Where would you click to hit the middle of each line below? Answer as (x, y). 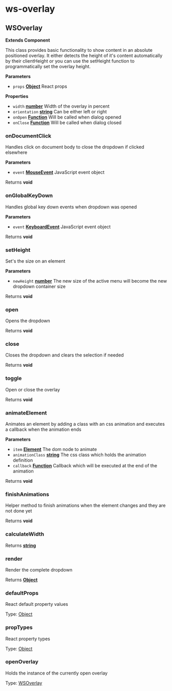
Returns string (21, 545)
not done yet (19, 511)
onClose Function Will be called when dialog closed (67, 123)
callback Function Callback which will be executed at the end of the (85, 466)
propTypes (19, 627)
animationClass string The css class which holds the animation (79, 455)
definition (23, 460)
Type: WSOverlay (24, 683)
